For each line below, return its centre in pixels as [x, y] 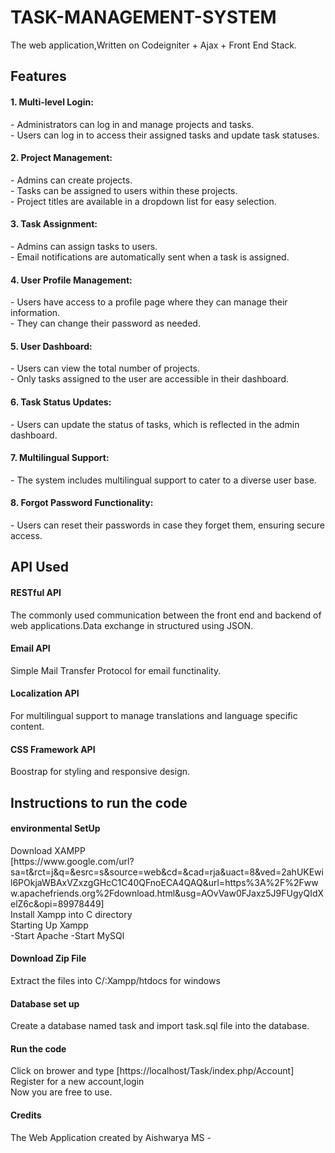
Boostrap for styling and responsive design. [100, 772]
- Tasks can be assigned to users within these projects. [124, 190]
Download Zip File [48, 958]
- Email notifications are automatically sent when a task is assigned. [150, 257]
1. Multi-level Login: [52, 102]
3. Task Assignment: [54, 224]
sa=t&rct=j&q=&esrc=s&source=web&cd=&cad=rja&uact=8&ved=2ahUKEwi [167, 872]
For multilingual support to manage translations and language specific [154, 715]
